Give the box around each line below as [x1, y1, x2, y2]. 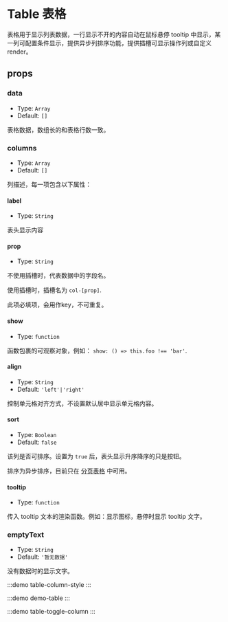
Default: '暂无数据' [16, 553, 69, 561]
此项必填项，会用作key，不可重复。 [7, 300, 108, 309]
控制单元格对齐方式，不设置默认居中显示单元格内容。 [7, 399, 158, 408]
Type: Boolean [16, 430, 57, 438]
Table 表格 [7, 6, 67, 22]
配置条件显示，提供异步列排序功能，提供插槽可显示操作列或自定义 [25, 38, 212, 47]
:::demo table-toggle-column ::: [7, 608, 96, 616]
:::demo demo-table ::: [7, 594, 70, 602]
